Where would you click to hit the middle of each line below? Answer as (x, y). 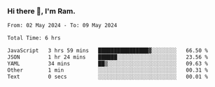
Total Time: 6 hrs (34, 38)
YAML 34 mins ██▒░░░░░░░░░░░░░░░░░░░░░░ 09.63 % (108, 63)
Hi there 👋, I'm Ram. (41, 11)
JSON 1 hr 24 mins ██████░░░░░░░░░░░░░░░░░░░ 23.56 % (108, 57)
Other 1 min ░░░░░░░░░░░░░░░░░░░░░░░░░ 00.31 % (108, 70)
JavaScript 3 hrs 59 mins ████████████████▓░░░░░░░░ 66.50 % (108, 51)
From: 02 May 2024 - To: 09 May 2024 (62, 26)
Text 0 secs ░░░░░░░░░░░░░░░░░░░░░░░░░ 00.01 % (108, 77)
